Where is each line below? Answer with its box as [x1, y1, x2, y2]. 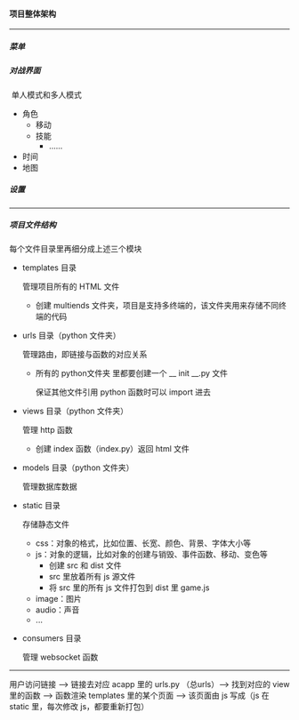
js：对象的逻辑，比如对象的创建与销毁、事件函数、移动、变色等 [35, 549, 269, 560]
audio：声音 [35, 604, 80, 615]
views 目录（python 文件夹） [21, 405, 129, 417]
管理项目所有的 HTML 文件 [21, 281, 120, 292]
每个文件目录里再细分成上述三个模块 [9, 244, 142, 254]
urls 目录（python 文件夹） [21, 330, 122, 341]
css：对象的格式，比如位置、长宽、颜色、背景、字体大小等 [35, 538, 252, 548]
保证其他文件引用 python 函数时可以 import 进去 [35, 387, 211, 397]
